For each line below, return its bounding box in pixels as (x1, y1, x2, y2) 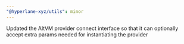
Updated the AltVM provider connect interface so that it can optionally (6, 25, 179, 32)
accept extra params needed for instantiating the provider (6, 31, 148, 38)
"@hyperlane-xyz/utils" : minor (6, 8, 84, 15)
